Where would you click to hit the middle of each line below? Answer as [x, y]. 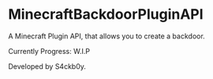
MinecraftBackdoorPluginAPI [106, 14]
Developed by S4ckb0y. [47, 66]
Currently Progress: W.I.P [49, 51]
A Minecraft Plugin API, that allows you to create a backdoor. [106, 36]
